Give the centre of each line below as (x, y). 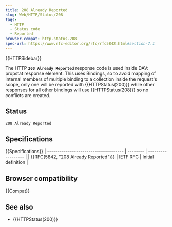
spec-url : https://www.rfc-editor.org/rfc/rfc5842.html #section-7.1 (80, 44)
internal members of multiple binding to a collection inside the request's (81, 79)
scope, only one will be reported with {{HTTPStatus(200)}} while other (80, 84)
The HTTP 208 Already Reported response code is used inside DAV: (77, 68)
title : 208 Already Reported (36, 10)
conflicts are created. (28, 95)
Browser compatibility (42, 178)
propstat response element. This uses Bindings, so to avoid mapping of (81, 73)
